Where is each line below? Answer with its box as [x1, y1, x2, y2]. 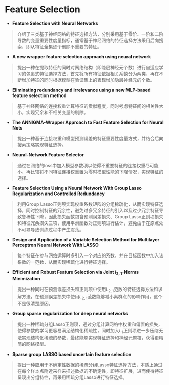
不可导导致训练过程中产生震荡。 [17, 226, 84, 232]
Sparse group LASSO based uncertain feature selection [12, 351, 132, 358]
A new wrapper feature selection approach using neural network [12, 53, 151, 59]
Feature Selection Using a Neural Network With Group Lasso [12, 185, 142, 191]
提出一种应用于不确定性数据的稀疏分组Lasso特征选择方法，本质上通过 [17, 362, 163, 368]
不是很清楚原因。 [17, 301, 53, 307]
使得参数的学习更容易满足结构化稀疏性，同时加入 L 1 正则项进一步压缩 [17, 328, 159, 335]
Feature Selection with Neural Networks [12, 20, 98, 26]
